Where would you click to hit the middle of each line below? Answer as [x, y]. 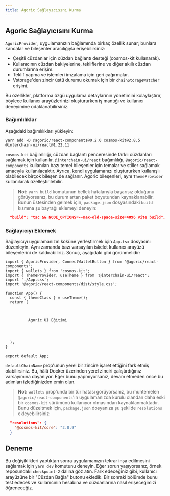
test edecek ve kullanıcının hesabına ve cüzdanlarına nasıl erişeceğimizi [81, 483]
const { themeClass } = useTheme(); [49, 298]
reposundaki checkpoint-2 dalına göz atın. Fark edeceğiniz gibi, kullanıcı [81, 471]
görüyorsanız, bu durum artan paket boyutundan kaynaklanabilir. [86, 197]
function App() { [24, 293]
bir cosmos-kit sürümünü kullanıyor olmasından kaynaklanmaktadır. [88, 402]
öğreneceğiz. [19, 488]
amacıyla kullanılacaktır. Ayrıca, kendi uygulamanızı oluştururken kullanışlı [82, 171]
